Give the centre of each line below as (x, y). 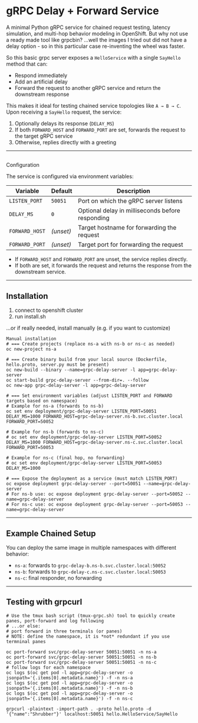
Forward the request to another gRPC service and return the (88, 88)
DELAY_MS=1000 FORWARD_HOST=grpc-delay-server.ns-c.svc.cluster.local (95, 443)
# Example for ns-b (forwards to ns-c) (55, 432)
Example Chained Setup (51, 533)
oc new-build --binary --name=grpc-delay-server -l (71, 370)
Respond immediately (41, 75)
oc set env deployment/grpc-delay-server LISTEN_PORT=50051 (82, 411)
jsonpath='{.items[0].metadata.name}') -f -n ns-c (70, 698)
